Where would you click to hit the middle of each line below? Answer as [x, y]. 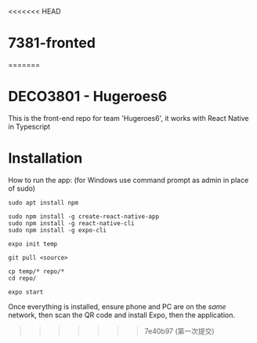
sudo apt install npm [43, 203]
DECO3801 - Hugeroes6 [88, 97]
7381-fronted [52, 43]
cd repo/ [22, 278]
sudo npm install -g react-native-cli [71, 223]
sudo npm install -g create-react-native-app [83, 216]
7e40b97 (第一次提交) [179, 331]
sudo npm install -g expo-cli [58, 230]
